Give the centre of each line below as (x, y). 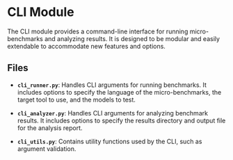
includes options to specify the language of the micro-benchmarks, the (119, 92)
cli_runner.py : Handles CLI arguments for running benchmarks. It (112, 85)
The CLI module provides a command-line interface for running (98, 31)
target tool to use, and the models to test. (76, 99)
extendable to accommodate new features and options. (86, 46)
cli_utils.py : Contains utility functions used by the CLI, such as (110, 141)
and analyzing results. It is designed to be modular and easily (132, 38)
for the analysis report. (50, 128)
